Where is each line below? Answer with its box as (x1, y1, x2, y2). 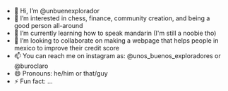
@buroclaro (13, 62, 49, 70)
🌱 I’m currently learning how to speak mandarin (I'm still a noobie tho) (13, 29, 217, 37)
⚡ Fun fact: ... (13, 77, 53, 85)
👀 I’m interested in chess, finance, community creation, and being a (13, 14, 210, 22)
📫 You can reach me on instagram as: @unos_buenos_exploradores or (13, 52, 221, 59)
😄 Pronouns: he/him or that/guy (13, 69, 108, 77)
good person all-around (13, 22, 83, 29)
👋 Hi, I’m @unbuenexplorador (13, 7, 100, 15)
